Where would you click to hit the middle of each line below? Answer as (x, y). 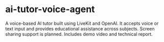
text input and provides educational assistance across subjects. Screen (80, 28)
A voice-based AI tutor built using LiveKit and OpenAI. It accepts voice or (82, 23)
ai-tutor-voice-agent (50, 9)
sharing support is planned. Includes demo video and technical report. (79, 34)
